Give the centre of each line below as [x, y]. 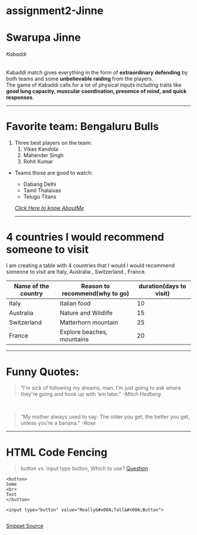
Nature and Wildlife [86, 313]
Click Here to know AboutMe [49, 208]
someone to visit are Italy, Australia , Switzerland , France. [76, 272]
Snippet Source [25, 526]
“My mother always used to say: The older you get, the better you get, [105, 417]
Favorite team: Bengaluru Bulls [83, 126]
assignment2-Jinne [55, 11]
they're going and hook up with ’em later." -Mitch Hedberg [91, 394]
